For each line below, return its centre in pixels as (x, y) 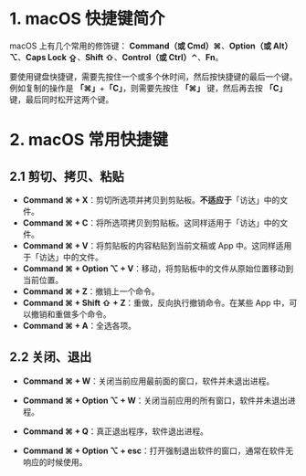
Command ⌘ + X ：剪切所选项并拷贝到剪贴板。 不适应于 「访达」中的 (151, 200)
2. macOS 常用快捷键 (89, 140)
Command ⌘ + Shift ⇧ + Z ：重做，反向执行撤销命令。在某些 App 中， (156, 302)
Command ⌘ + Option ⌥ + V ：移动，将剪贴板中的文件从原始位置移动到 (158, 268)
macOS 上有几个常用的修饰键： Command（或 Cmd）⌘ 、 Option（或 (141, 46)
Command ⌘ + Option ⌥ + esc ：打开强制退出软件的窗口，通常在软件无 (158, 450)
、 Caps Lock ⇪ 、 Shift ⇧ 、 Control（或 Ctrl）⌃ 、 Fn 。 (121, 57)
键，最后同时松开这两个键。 (62, 99)
